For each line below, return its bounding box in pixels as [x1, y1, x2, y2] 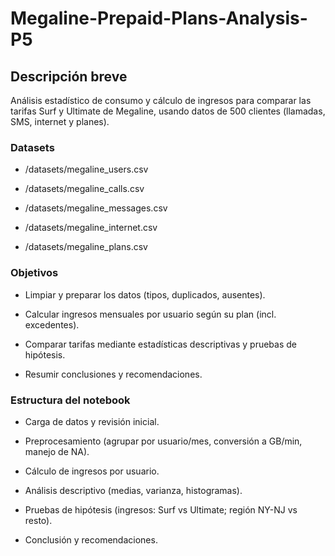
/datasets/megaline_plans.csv [24, 241, 148, 253]
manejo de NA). [24, 445, 90, 457]
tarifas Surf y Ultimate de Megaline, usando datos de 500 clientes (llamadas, [10, 105, 326, 117]
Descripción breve [10, 68, 128, 85]
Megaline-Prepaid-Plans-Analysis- [10, 7, 308, 30]
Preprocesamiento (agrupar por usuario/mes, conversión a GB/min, [24, 435, 303, 447]
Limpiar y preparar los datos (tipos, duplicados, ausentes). [24, 288, 266, 301]
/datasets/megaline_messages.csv [24, 202, 168, 214]
